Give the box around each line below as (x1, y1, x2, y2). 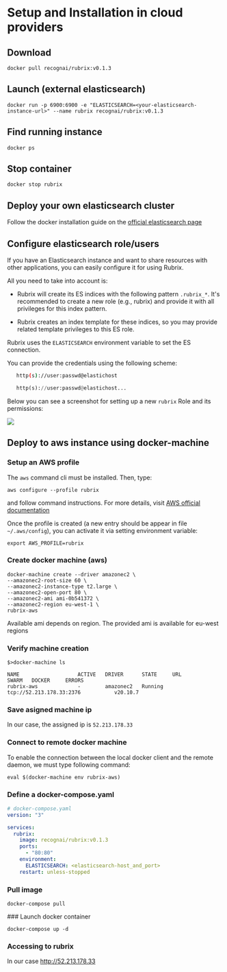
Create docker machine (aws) (7, 556, 107, 565)
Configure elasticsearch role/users (7, 238, 159, 250)
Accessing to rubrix (7, 941, 74, 951)
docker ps (7, 144, 36, 152)
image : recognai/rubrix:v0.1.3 (19, 837, 109, 844)
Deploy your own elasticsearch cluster (7, 200, 175, 211)
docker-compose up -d (7, 926, 69, 933)
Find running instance (7, 126, 103, 138)
